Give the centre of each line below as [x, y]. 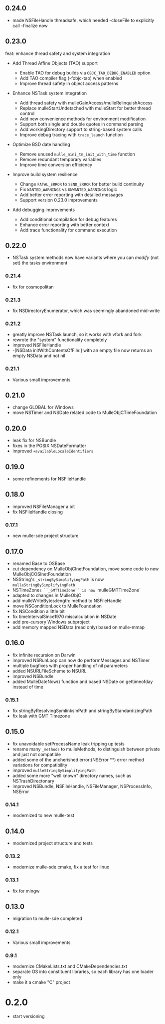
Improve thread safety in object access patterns [69, 83]
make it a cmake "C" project [41, 982]
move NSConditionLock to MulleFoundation [57, 606]
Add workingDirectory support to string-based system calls [81, 129]
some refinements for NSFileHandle [49, 479]
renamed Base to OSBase [39, 563]
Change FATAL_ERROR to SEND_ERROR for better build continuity [82, 184]
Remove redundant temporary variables [61, 159]
